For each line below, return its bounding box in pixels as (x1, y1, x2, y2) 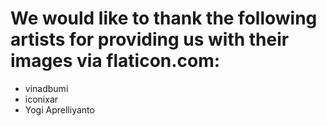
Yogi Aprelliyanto (24, 103, 95, 116)
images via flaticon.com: (10, 50, 221, 72)
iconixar (24, 93, 59, 105)
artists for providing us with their (10, 28, 290, 51)
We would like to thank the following (10, 7, 318, 30)
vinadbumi (24, 82, 69, 94)
